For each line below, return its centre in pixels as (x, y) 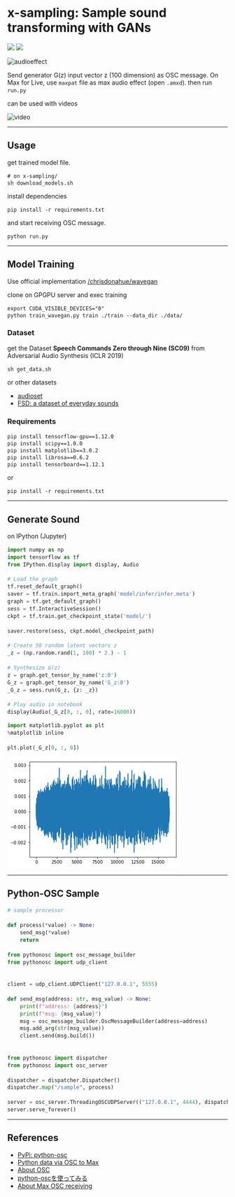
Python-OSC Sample (54, 893)
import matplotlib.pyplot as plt (56, 726)
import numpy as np (36, 550)
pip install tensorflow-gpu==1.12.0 (60, 437)
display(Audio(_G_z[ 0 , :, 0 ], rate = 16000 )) (72, 712)
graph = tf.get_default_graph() (54, 602)
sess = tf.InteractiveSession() (54, 609)
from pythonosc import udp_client (58, 962)
